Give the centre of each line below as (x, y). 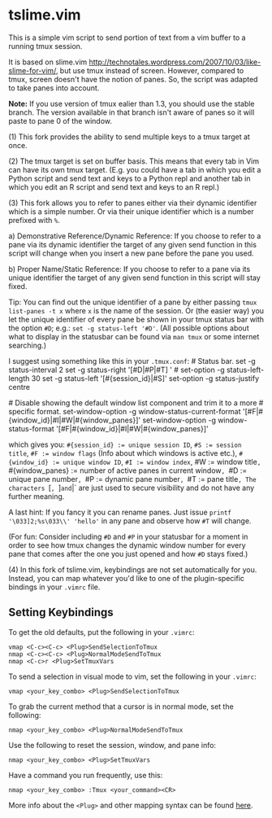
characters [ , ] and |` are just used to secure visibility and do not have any (132, 488)
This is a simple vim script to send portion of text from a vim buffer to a (127, 37)
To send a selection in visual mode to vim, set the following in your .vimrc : (133, 676)
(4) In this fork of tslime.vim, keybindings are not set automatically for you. (133, 569)
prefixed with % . (35, 220)
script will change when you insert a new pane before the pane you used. (131, 253)
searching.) (28, 345)
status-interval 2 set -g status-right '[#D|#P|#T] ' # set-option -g (117, 370)
